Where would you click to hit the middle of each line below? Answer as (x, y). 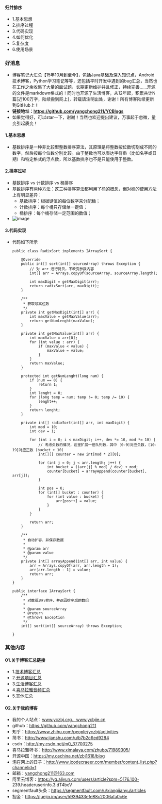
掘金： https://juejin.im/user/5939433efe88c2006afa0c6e (70, 797)
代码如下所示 (25, 242)
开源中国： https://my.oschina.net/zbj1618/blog (58, 756)
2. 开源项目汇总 (27, 678)
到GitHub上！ (25, 105)
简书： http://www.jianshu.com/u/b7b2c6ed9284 (60, 738)
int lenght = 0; (46, 393)
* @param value (38, 553)
